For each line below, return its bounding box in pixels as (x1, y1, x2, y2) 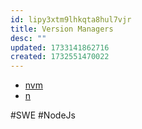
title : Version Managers (10, 24, 114, 34)
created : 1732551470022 (10, 52, 110, 62)
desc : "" (10, 33, 47, 43)
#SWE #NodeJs (10, 109, 76, 121)
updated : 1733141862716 (10, 42, 110, 53)
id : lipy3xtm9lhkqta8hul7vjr (10, 14, 132, 25)
